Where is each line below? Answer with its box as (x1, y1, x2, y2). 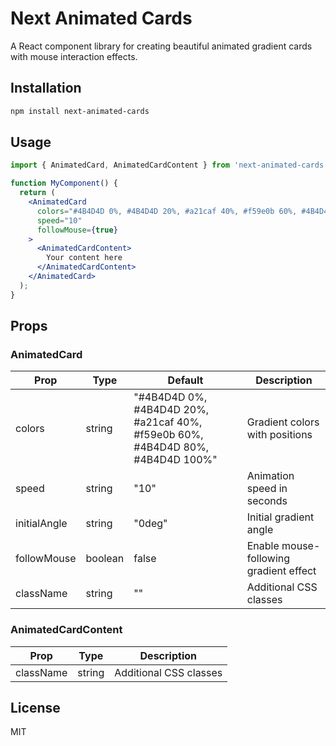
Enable (246, 539, 280, 553)
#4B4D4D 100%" (133, 453, 218, 467)
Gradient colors (246, 415, 320, 429)
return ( (19, 188, 56, 198)
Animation (246, 469, 295, 483)
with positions (246, 428, 313, 442)
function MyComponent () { (10, 178, 118, 189)
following (246, 552, 291, 566)
